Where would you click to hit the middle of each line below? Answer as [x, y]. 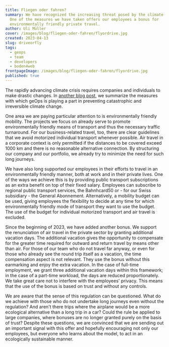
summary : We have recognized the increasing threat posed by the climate [84, 15]
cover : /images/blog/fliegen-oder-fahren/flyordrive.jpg [66, 33]
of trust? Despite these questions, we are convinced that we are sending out [84, 323]
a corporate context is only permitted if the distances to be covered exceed [84, 143]
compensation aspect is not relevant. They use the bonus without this [77, 259]
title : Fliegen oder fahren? [36, 10]
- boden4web [22, 66]
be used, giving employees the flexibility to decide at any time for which [80, 201]
